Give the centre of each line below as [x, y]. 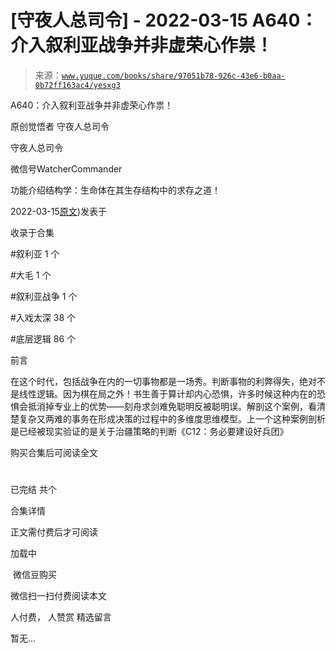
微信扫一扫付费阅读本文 [58, 596]
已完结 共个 [33, 490]
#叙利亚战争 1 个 [44, 296]
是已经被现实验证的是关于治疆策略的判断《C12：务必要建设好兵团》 [149, 431]
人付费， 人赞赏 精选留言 [61, 617]
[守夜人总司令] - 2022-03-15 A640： [164, 20]
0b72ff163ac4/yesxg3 [77, 85]
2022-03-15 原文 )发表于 [58, 211]
